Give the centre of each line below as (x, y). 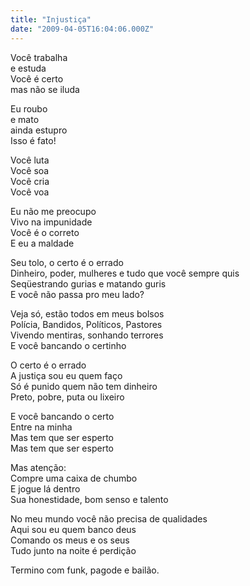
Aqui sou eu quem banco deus (73, 529)
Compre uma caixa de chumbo (74, 478)
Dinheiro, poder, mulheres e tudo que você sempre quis (125, 273)
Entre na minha (41, 427)
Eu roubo (29, 108)
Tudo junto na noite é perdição (73, 550)
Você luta (30, 160)
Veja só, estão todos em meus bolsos (87, 313)
